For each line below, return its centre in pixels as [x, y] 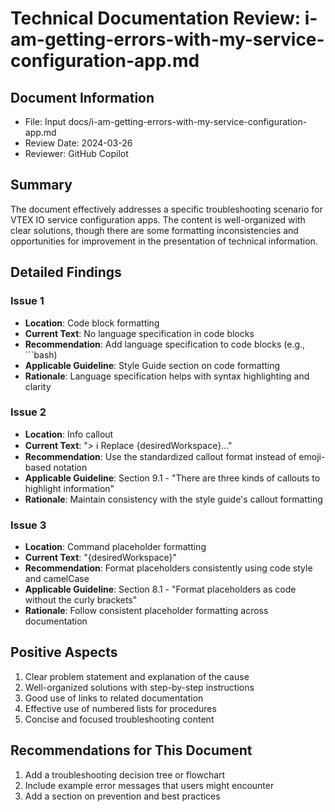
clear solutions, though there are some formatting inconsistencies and [154, 230]
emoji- [312, 456]
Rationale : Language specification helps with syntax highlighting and [167, 376]
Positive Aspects [64, 652]
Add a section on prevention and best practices [122, 796]
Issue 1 [27, 301]
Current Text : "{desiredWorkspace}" [100, 558]
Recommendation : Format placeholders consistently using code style [168, 568]
